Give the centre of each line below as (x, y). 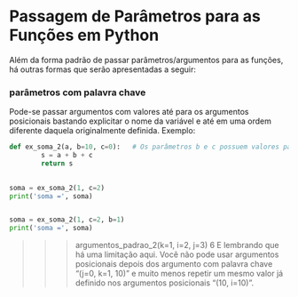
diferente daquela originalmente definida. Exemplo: (102, 131)
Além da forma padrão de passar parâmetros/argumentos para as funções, (146, 60)
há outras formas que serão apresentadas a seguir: (103, 69)
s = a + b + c (67, 156)
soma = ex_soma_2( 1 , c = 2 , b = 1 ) (67, 220)
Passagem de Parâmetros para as (135, 16)
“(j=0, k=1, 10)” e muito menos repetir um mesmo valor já (179, 274)
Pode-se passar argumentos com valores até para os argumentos (129, 112)
